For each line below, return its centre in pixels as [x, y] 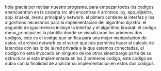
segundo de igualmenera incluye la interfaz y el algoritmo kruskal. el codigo [81, 28]
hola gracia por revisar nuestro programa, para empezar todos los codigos [79, 7]
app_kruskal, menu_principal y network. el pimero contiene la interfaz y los [80, 17]
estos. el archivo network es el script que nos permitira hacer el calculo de [80, 43]
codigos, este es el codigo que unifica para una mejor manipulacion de [76, 38]
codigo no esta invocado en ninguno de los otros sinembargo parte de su [78, 53]
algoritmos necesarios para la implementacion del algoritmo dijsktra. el [76, 22]
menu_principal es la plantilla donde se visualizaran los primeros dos [73, 33]
